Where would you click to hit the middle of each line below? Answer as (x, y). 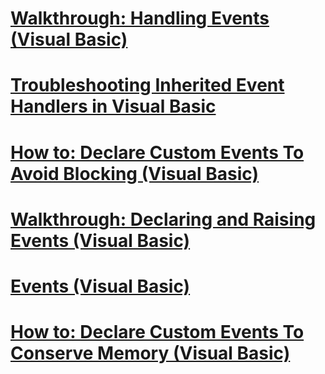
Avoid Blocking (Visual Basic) (135, 173)
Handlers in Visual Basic (113, 106)
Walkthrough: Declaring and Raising (163, 219)
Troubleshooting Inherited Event (147, 85)
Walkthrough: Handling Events (140, 18)
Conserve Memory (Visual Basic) (150, 353)
